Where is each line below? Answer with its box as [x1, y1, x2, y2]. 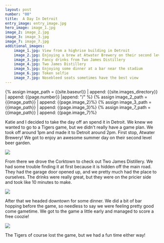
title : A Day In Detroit [5, 16, 58, 21]
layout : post [5, 7, 32, 12]
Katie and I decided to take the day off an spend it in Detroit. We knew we [5, 119, 153, 125]
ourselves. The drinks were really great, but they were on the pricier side [5, 174, 151, 180]
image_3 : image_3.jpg [5, 35, 49, 40]
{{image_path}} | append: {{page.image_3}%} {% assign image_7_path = [5, 104, 151, 110]
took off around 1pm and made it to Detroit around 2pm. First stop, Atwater [5, 129, 155, 135]
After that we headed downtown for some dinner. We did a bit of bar [5, 198, 142, 203]
